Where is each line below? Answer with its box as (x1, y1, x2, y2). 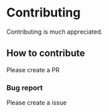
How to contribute (6, 47, 86, 59)
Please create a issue (6, 98, 67, 107)
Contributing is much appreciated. (6, 27, 104, 36)
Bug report (6, 82, 43, 92)
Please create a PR (6, 65, 60, 74)
